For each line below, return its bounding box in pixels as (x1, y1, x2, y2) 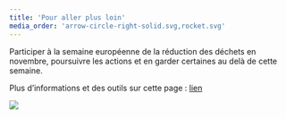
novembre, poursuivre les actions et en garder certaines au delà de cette (9, 55, 278, 66)
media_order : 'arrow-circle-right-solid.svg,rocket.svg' (9, 21, 226, 30)
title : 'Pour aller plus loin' (9, 13, 126, 22)
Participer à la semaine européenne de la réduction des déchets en (9, 46, 257, 56)
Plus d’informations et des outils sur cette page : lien (9, 82, 203, 93)
